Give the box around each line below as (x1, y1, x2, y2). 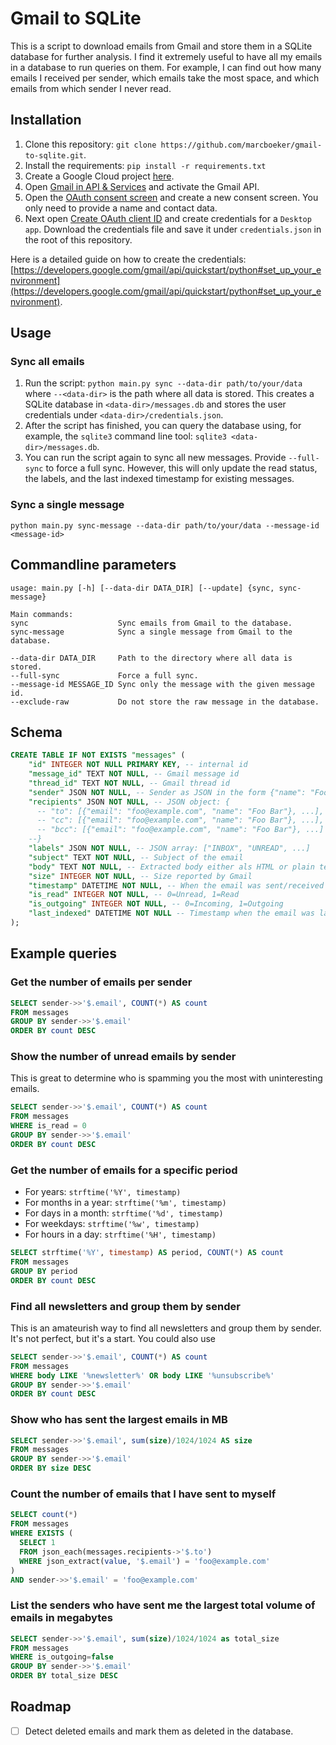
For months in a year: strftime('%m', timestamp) (24, 1197, 227, 1209)
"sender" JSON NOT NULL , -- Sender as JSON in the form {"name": (28, 787, 307, 797)
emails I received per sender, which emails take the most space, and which (10, 72, 320, 84)
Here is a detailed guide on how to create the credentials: (10, 253, 247, 265)
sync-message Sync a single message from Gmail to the (10, 627, 293, 637)
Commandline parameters (10, 557, 177, 574)
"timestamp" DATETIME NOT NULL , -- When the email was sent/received (28, 880, 325, 891)
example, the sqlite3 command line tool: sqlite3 (24, 430, 227, 442)
